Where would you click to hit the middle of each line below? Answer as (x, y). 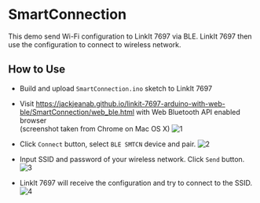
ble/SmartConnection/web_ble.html (77, 112)
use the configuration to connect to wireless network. (95, 44)
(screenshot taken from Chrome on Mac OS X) (95, 128)
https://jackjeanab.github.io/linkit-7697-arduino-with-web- (130, 103)
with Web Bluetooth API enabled (189, 112)
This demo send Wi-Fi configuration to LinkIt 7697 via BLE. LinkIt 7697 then (130, 36)
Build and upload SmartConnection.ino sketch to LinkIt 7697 (116, 88)
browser (33, 120)
